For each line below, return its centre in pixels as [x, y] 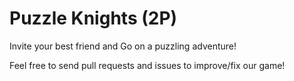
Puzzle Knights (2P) [93, 18]
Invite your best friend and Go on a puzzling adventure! [123, 46]
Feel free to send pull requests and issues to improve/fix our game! [147, 65]
